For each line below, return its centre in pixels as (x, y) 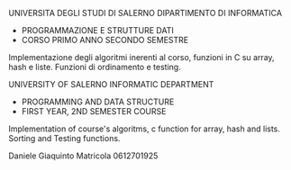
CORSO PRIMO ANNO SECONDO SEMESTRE (105, 40)
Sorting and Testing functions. (64, 138)
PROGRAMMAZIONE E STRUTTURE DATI (98, 30)
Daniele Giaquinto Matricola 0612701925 (83, 156)
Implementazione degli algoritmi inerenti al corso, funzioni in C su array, (142, 57)
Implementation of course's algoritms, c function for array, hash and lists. (145, 129)
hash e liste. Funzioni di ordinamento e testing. (95, 67)
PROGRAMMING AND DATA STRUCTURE (98, 102)
